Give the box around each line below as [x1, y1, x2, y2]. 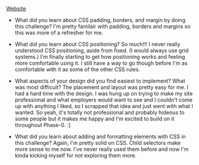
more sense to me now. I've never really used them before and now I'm [14, 145, 189, 153]
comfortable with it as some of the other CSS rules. [14, 66, 141, 73]
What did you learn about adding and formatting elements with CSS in [14, 133, 186, 140]
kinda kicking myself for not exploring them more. [14, 152, 137, 159]
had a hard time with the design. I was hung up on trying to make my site [14, 90, 193, 97]
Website [6, 5, 27, 12]
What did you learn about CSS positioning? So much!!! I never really [14, 41, 181, 47]
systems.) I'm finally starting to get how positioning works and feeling [14, 53, 185, 60]
